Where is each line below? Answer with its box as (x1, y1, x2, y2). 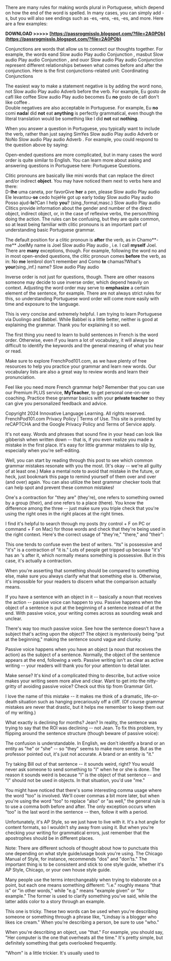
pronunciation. (5, 374, 36, 380)
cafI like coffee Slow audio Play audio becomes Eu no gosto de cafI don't (5, 94, 159, 100)
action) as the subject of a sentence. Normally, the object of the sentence (5, 652, 160, 658)
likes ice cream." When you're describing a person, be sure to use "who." (5, 919, 159, 925)
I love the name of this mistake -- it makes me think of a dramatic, (5, 693, 143, 699)
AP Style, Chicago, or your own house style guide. (5, 867, 111, 873)
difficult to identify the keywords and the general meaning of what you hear (5, 343, 164, 348)
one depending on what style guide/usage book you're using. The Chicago (5, 851, 163, 856)
